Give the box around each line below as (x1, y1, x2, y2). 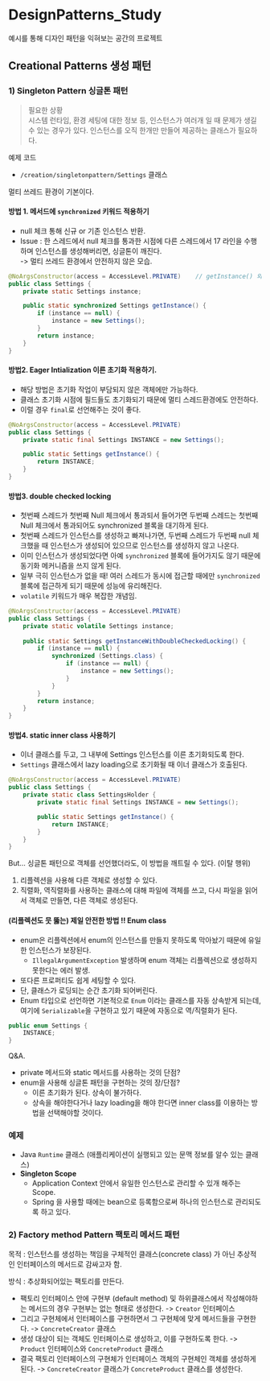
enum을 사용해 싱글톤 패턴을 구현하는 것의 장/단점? (19, 1077, 181, 1088)
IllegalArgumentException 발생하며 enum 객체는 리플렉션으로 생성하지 (31, 955, 258, 965)
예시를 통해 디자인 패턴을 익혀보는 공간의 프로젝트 (8, 33, 163, 43)
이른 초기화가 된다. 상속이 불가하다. (31, 1088, 142, 1098)
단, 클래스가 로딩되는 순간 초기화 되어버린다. (19, 985, 158, 995)
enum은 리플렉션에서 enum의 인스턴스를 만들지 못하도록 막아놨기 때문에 (19, 935, 247, 945)
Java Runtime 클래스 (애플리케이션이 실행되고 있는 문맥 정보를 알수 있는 (19, 1150, 243, 1160)
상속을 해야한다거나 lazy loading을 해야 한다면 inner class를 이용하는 (31, 1098, 250, 1108)
